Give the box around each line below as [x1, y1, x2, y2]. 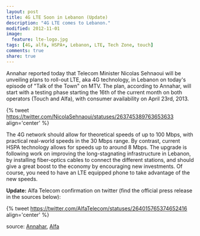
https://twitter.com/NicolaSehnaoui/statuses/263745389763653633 [6, 113, 174, 120]
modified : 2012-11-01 [6, 25, 60, 32]
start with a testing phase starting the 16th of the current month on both [6, 88, 182, 96]
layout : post [6, 8, 39, 15]
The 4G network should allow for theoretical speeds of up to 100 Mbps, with [6, 131, 193, 138]
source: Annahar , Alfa [6, 222, 60, 230]
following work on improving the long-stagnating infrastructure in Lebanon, [6, 150, 191, 157]
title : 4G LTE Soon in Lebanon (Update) [6, 14, 109, 20]
